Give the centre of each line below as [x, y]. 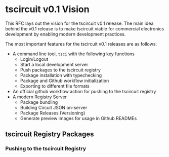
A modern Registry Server [40, 97]
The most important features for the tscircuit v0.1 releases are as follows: [81, 44]
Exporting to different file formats [55, 86]
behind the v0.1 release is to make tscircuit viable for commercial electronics [85, 28]
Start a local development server [54, 64]
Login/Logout [34, 59]
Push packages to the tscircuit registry [60, 70]
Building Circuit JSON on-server [54, 107]
